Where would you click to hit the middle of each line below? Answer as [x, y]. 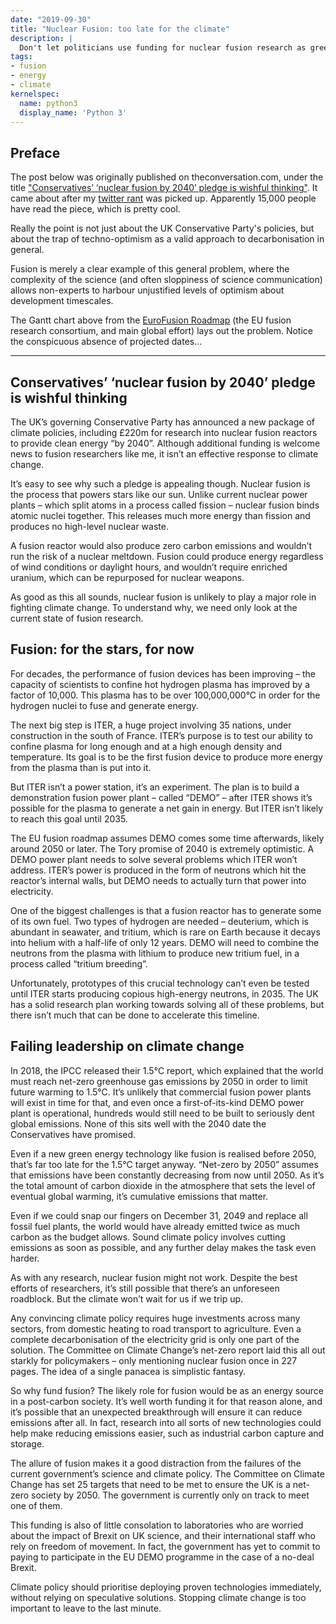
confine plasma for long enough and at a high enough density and [146, 746]
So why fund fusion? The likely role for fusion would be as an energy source [167, 1390]
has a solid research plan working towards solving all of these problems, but [167, 1004]
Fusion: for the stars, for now [102, 649]
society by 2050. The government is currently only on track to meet [170, 1495]
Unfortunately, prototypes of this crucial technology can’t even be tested [160, 983]
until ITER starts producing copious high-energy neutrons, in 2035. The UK [164, 993]
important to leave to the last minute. [86, 1608]
